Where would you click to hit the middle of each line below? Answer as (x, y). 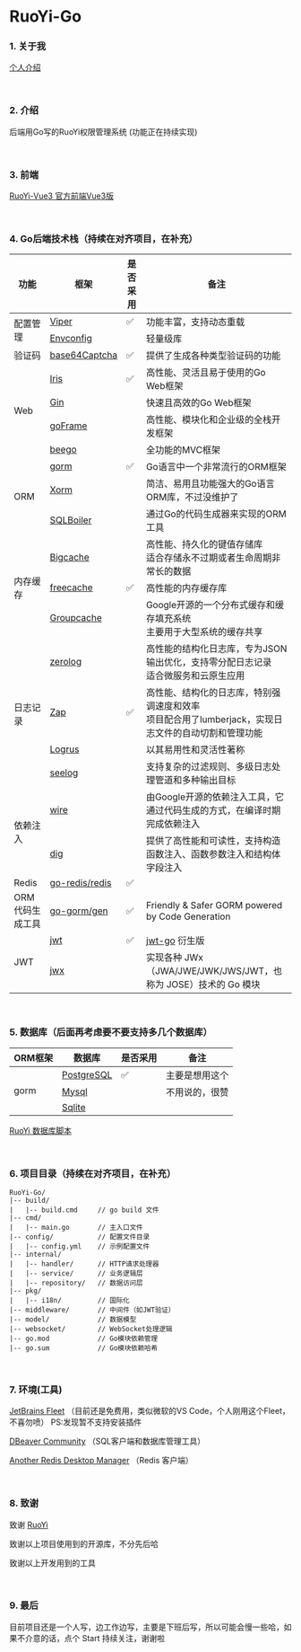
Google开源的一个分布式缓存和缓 (215, 605)
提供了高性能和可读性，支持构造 (214, 841)
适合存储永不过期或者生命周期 (209, 558)
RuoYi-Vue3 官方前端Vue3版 (62, 196)
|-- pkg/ (26, 1291)
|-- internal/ (36, 1254)
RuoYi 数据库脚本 (40, 1130)
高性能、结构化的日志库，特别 (209, 693)
